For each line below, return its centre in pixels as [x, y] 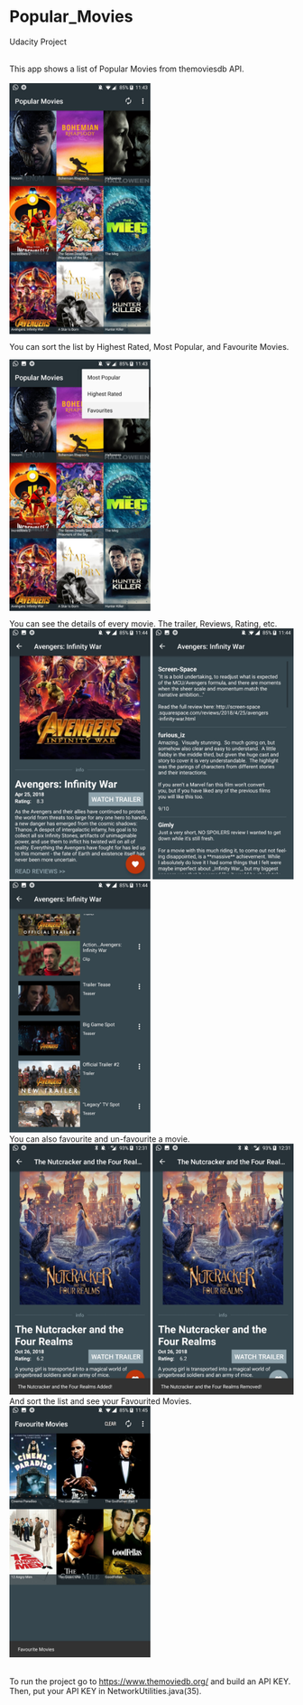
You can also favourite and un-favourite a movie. [100, 1139]
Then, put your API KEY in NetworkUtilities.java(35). [106, 1691]
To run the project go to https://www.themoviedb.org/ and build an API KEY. [150, 1681]
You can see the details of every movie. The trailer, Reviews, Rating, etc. [143, 623]
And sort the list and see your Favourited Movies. [101, 1401]
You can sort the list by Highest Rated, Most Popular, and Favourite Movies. [149, 347]
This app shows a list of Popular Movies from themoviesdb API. [127, 69]
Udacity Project [38, 42]
